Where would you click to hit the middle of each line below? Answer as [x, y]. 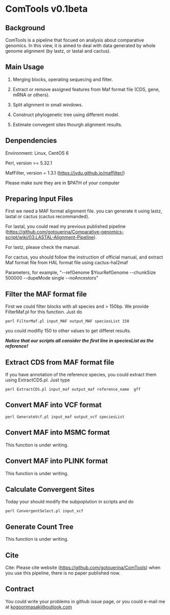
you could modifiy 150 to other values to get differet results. [68, 331]
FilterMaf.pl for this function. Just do [44, 312]
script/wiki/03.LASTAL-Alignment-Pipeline [50, 237]
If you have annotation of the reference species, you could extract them [81, 375]
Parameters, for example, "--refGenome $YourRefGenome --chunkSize [81, 272]
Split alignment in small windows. [48, 104]
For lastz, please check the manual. [43, 247]
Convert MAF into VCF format [54, 405]
